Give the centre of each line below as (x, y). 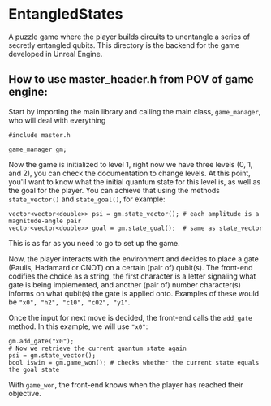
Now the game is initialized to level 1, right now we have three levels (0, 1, (131, 164)
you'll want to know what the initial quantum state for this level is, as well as (135, 181)
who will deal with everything (57, 120)
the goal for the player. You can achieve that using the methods (114, 190)
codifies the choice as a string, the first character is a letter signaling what (132, 276)
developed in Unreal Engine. (56, 54)
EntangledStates (66, 14)
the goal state (34, 369)
